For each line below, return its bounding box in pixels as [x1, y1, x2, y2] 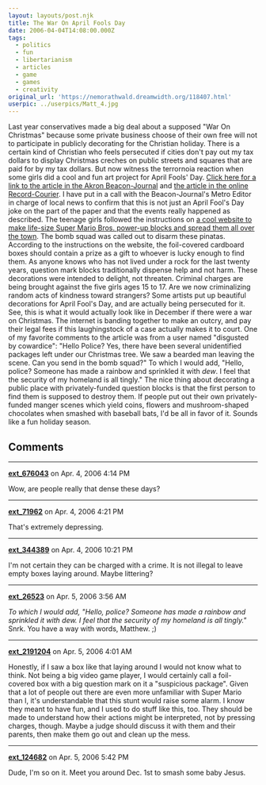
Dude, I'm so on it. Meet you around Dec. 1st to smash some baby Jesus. [8, 768, 246, 777]
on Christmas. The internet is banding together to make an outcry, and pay [8, 316, 252, 325]
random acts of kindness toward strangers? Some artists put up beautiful [8, 291, 247, 300]
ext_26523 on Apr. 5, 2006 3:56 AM [8, 591, 127, 601]
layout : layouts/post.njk [8, 11, 93, 20]
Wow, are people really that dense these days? [8, 483, 161, 493]
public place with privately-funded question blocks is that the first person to [8, 383, 256, 393]
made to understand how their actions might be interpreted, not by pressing [8, 712, 256, 722]
